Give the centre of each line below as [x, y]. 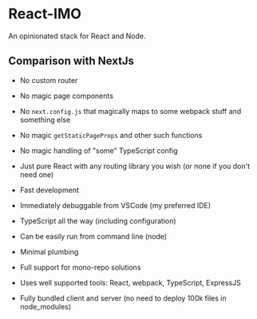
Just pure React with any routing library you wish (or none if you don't [135, 166]
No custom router [49, 80]
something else [45, 120]
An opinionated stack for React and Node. [77, 36]
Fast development [49, 190]
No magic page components [67, 96]
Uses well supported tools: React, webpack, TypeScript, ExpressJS [130, 282]
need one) [37, 174]
